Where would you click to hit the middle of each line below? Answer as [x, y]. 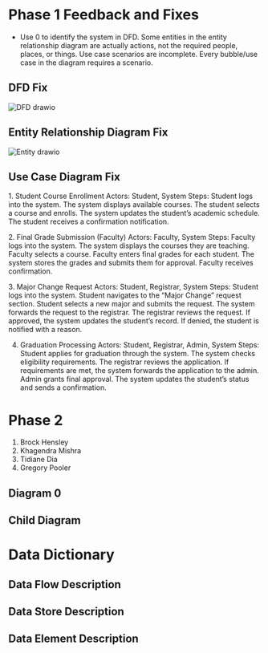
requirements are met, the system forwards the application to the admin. [139, 371]
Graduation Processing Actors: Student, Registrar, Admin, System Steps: [139, 345]
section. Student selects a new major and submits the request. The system [132, 304]
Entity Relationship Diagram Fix [88, 133]
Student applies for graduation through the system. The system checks [138, 354]
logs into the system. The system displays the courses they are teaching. [129, 245]
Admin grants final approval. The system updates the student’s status [134, 379]
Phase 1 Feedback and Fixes [104, 15]
